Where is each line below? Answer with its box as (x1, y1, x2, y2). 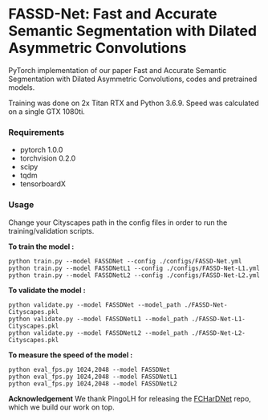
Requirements (8, 126, 65, 137)
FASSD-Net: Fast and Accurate (8, 5, 217, 23)
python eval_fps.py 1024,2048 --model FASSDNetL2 (8, 379, 178, 388)
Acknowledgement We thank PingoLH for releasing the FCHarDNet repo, (8, 393, 251, 403)
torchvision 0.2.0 (19, 153, 76, 163)
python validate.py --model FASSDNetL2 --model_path (8, 328, 189, 337)
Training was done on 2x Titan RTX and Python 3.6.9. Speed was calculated (8, 98, 259, 108)
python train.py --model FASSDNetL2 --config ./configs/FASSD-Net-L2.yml (8, 271, 261, 279)
